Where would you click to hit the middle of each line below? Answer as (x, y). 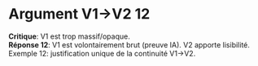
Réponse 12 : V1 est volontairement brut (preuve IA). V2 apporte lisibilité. (129, 44)
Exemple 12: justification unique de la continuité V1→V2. (102, 53)
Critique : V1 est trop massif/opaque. (69, 36)
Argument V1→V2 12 (79, 14)
